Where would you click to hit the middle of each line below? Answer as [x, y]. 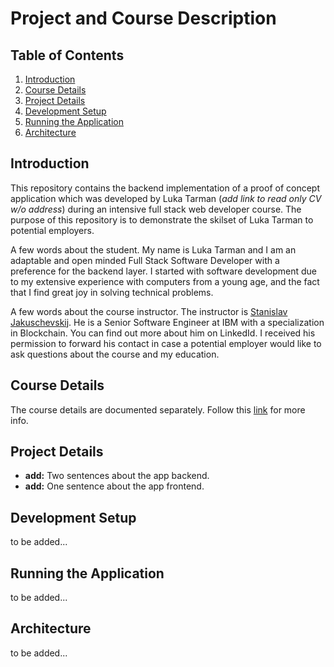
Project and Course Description [143, 18]
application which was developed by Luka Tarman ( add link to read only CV [166, 198]
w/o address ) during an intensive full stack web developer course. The [156, 209]
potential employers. [52, 230]
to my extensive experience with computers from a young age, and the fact [165, 281]
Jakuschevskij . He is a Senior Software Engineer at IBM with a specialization [167, 322]
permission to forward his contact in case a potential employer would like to [166, 343]
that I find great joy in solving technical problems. [112, 292]
